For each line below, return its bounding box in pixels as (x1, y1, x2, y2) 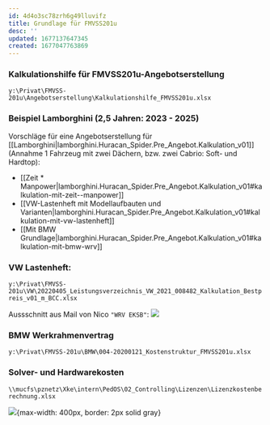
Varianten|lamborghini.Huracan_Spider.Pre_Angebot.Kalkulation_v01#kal (19, 207, 260, 217)
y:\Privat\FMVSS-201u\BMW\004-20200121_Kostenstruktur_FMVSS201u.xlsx (8, 348, 251, 356)
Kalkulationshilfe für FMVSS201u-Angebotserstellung (8, 69, 225, 80)
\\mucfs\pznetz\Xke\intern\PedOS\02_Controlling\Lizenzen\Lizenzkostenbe (8, 385, 263, 393)
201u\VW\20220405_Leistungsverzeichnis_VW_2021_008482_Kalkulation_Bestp (8, 287, 263, 295)
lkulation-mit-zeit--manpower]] (19, 189, 124, 199)
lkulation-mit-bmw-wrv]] (19, 241, 103, 251)
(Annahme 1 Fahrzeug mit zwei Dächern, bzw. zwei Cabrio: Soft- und (8, 148, 238, 158)
